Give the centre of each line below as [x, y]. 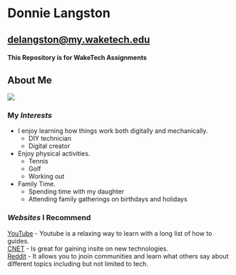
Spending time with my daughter [76, 191]
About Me [30, 80]
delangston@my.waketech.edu [79, 40]
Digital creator [49, 146]
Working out [46, 176]
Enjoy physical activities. [54, 154]
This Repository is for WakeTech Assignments [77, 58]
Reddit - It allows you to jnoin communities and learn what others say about [118, 256]
